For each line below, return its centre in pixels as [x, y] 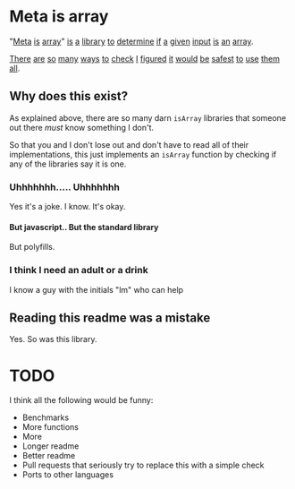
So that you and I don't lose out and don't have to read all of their [129, 144]
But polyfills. [32, 247]
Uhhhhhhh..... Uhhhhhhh [65, 187]
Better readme [49, 456]
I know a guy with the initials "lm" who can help [97, 289]
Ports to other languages [68, 475]
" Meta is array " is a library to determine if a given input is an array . [131, 41]
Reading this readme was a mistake [110, 317]
